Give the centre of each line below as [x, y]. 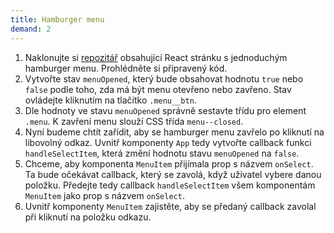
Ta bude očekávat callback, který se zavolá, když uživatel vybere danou [173, 174]
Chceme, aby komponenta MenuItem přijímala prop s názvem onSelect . [169, 163]
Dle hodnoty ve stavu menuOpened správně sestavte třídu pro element [165, 110]
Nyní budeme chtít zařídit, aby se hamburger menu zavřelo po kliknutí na [174, 132]
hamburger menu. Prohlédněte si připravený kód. [126, 68]
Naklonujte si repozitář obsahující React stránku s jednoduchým [156, 57]
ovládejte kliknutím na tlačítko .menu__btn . [110, 100]
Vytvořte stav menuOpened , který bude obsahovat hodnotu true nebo [164, 78]
